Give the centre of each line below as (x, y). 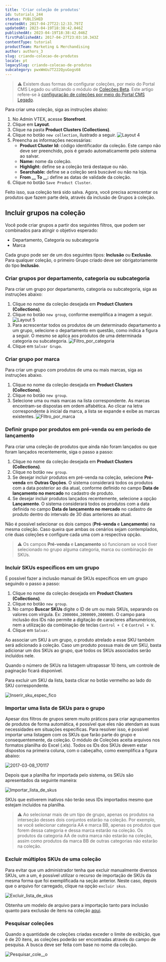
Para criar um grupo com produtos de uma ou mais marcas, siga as (74, 370)
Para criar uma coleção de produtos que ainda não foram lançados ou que (81, 446)
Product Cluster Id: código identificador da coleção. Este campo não (90, 145)
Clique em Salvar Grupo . (37, 347)
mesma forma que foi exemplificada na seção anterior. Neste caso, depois (81, 880)
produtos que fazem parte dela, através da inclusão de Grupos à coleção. (80, 197)
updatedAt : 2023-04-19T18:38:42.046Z (44, 28)
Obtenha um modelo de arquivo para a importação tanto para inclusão (77, 905)
